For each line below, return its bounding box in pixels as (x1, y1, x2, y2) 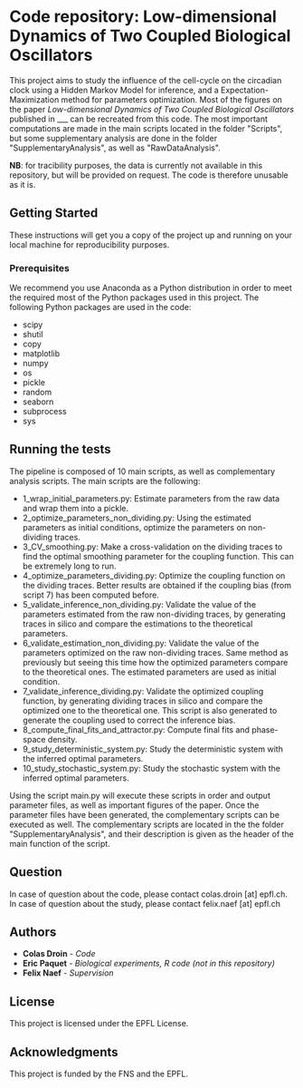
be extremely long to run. (22, 560, 117, 571)
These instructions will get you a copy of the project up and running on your (9, 229, 292, 240)
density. (47, 733, 78, 744)
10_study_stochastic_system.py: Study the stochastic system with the (22, 763, 280, 773)
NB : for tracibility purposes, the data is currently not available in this (9, 160, 263, 170)
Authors (9, 925, 57, 940)
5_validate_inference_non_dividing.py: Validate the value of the (22, 598, 256, 609)
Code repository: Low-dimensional (9, 6, 278, 27)
